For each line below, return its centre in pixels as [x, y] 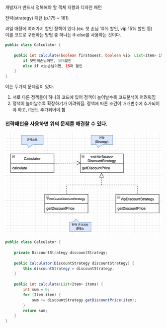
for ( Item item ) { [42, 295]
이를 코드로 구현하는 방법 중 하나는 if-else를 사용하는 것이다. [63, 35]
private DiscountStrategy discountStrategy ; [61, 253]
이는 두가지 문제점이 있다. [30, 87]
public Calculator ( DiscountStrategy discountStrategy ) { [74, 263]
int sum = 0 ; [37, 290]
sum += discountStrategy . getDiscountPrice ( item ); [84, 300]
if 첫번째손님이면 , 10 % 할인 [47, 61]
